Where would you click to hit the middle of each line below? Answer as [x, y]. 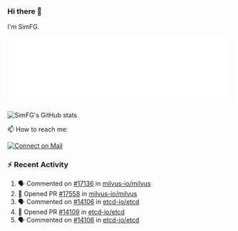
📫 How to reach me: [38, 129]
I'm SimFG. [24, 27]
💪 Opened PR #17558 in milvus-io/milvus [77, 193]
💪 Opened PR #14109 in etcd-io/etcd [71, 212]
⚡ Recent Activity [38, 165]
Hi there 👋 [25, 11]
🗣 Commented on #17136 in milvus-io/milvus [84, 183]
